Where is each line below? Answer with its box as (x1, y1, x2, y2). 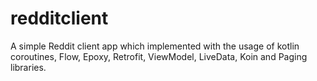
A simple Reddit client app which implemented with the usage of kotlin (10, 40, 300, 52)
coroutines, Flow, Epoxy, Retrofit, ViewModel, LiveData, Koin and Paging (10, 50, 308, 62)
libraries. (10, 61, 47, 73)
